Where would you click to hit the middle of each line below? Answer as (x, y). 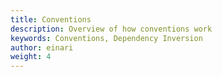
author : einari (42, 47)
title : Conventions (51, 19)
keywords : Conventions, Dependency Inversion (106, 38)
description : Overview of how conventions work (111, 29)
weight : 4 (31, 57)
